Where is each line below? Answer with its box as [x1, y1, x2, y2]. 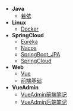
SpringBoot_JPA [20, 51, 61, 58]
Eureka [20, 38, 39, 45]
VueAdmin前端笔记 [20, 91, 67, 98]
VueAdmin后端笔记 [20, 98, 67, 106]
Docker [20, 25, 39, 32]
